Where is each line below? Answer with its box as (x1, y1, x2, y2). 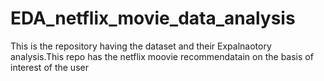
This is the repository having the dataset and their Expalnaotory (10, 40, 272, 52)
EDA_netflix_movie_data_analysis (10, 7, 296, 30)
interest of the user (10, 61, 89, 73)
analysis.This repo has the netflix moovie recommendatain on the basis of (10, 50, 314, 62)
